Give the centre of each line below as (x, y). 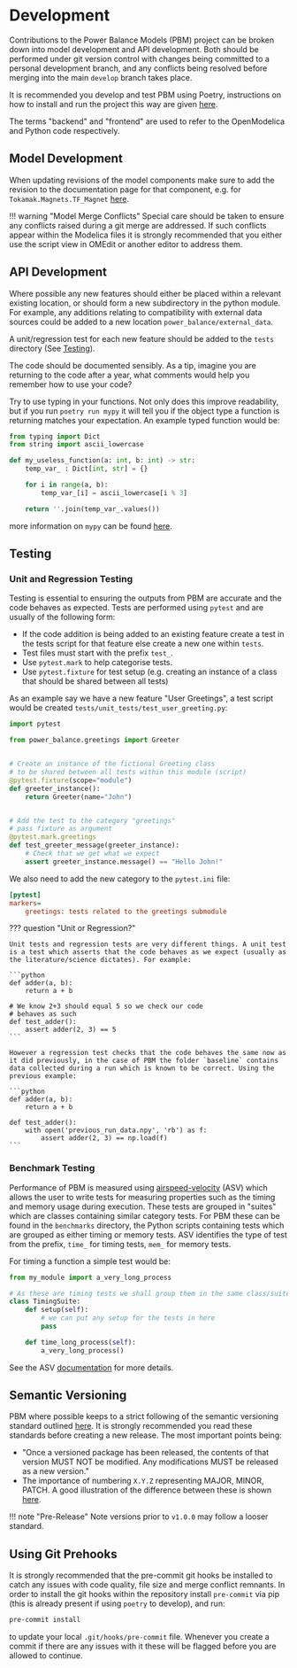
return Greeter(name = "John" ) (79, 797)
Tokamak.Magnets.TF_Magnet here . (69, 198)
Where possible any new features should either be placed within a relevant (145, 293)
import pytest (35, 724)
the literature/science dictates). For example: (100, 960)
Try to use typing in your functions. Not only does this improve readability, (144, 401)
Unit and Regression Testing (71, 579)
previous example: (43, 1076)
